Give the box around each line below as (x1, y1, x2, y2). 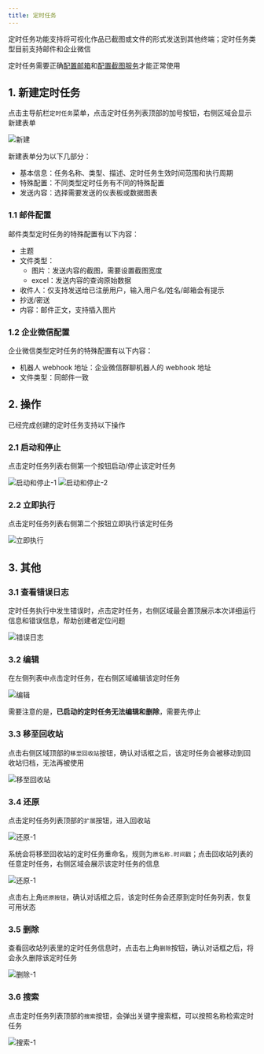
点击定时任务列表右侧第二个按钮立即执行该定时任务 (8, 519, 174, 529)
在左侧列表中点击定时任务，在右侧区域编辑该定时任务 (8, 674, 181, 683)
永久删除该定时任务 (14, 953, 77, 963)
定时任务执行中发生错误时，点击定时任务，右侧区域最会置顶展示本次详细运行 (8, 606, 256, 615)
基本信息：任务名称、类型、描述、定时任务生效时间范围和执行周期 (19, 169, 233, 178)
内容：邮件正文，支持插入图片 (19, 305, 116, 314)
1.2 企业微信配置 (8, 326, 70, 337)
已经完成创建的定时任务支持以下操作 (8, 420, 126, 429)
